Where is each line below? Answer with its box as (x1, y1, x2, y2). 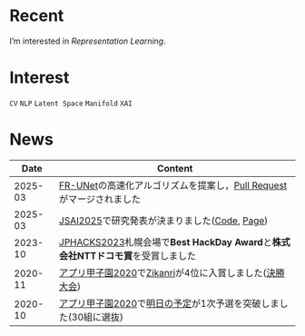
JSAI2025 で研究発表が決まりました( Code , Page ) (58, 214, 269, 227)
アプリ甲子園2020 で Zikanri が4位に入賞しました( (58, 266, 267, 279)
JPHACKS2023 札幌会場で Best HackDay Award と (58, 235, 272, 248)
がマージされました (58, 193, 141, 205)
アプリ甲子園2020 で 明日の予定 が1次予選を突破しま (58, 297, 280, 310)
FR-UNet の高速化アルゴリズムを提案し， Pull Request (58, 179, 288, 192)
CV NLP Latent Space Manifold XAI (9, 99, 133, 108)
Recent (9, 5, 64, 26)
